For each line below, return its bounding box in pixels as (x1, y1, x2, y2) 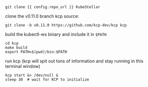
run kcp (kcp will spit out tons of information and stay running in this (5, 58, 144, 64)
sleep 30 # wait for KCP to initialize (5, 77, 90, 82)
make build (5, 45, 28, 50)
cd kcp (5, 41, 19, 46)
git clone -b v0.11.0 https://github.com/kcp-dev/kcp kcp (5, 23, 127, 28)
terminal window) (5, 63, 40, 69)
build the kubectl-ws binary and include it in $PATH (5, 31, 107, 37)
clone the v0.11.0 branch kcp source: (5, 13, 79, 19)
